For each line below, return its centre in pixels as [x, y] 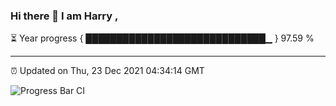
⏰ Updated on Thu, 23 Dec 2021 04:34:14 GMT [107, 71]
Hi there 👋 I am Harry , [64, 16]
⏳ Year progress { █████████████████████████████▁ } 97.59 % [162, 38]
